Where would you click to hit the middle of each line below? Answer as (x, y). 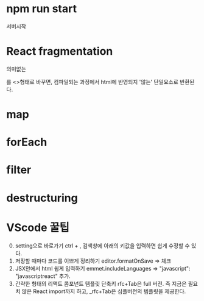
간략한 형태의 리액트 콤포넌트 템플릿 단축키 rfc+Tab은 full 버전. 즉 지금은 (101, 283)
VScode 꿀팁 (38, 227)
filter (19, 170)
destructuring (42, 198)
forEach (27, 142)
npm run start (42, 9)
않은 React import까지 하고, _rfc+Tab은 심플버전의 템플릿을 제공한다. (104, 291)
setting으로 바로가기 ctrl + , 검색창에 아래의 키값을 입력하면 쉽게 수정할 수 (102, 246)
